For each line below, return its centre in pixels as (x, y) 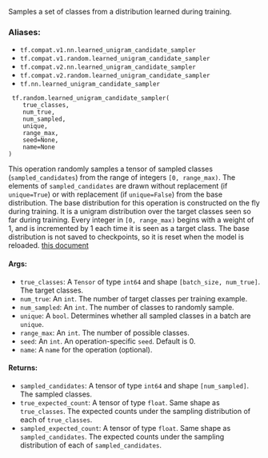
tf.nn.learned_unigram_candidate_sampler (90, 84)
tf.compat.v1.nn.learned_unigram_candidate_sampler (108, 50)
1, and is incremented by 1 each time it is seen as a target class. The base (129, 229)
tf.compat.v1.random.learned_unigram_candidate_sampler (115, 59)
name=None (39, 147)
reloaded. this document (49, 245)
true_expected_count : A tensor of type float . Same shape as (120, 402)
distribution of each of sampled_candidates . (91, 445)
